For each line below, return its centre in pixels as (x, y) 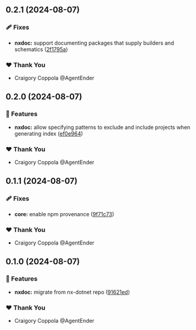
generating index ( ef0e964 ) (49, 133)
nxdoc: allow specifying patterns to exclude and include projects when (102, 127)
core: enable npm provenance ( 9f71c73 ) (64, 214)
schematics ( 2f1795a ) (41, 49)
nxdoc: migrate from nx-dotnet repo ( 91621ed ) (72, 292)
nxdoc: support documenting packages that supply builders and (94, 43)
